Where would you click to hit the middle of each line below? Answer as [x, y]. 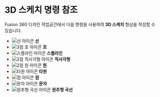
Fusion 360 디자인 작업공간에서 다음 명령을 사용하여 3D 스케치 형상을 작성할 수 [80, 24]
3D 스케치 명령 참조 [41, 10]
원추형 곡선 [62, 89]
